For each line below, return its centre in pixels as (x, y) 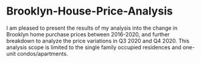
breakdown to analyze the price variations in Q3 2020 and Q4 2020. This (98, 41)
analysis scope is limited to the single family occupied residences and (94, 47)
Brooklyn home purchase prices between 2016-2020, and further (88, 34)
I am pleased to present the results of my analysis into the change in (92, 28)
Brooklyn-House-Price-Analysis (90, 11)
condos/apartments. (43, 53)
